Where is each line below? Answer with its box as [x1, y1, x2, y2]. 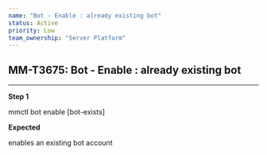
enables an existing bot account [8, 138, 113, 148]
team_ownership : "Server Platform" [8, 33, 126, 42]
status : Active [8, 19, 59, 27]
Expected [8, 122, 41, 132]
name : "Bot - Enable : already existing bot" [8, 11, 161, 20]
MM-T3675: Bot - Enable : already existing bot [8, 63, 242, 76]
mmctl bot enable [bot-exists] [8, 107, 106, 117]
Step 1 [8, 92, 29, 102]
